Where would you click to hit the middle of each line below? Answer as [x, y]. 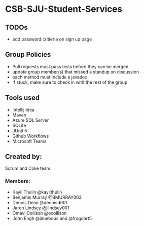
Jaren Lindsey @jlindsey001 [41, 208]
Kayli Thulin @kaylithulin [37, 192]
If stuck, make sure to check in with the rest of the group [70, 82]
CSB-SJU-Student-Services [64, 9]
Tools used [22, 98]
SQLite [19, 125]
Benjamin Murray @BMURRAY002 [47, 197]
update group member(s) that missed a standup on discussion [75, 72]
